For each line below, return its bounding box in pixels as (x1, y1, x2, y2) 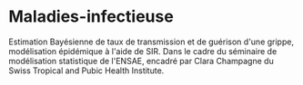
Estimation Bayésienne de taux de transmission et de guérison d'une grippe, (8, 36, 295, 47)
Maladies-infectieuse (8, 6, 174, 27)
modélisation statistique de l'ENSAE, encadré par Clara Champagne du (8, 55, 274, 66)
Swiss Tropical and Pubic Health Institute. (8, 65, 165, 76)
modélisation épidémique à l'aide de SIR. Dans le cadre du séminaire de (8, 45, 278, 56)
